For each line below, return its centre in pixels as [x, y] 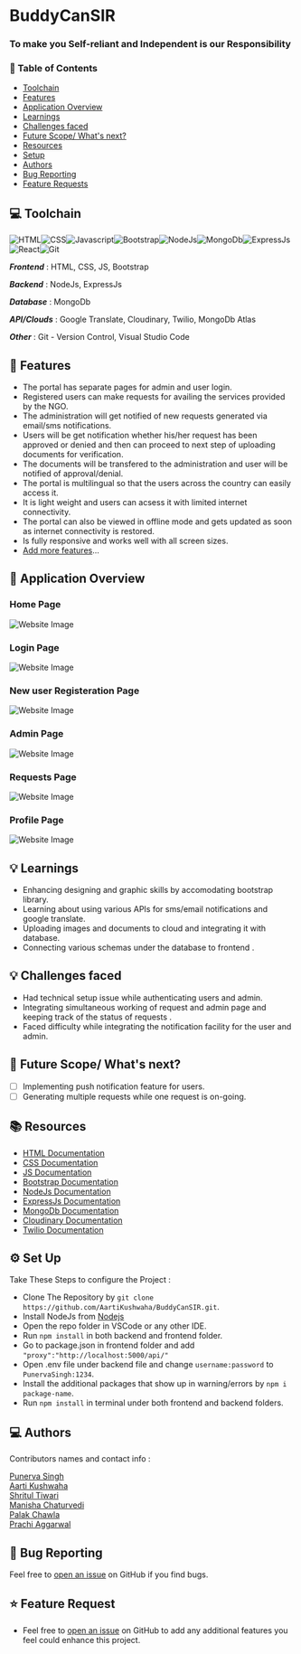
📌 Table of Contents [53, 69]
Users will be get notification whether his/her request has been [140, 436]
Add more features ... [61, 550]
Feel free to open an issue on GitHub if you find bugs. [109, 1574]
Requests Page [43, 776]
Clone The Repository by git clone [88, 1297]
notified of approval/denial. [73, 474]
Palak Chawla [35, 1515]
